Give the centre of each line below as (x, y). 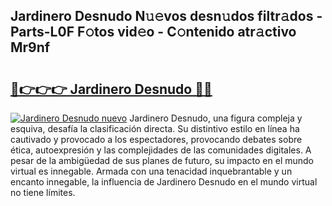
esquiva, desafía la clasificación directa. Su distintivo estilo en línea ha (155, 128)
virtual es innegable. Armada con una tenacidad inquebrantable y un (151, 171)
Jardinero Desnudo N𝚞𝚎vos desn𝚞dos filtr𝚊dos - (166, 16)
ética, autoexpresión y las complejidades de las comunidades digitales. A (161, 150)
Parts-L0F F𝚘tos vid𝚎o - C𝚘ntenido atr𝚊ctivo (153, 32)
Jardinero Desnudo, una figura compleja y (216, 118)
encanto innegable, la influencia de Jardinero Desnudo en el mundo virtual (164, 182)
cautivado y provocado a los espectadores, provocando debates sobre (156, 139)
